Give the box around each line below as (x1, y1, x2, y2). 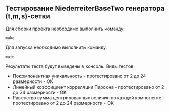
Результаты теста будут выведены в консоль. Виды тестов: (5, 63, 135, 69)
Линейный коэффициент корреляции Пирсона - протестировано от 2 (12, 84, 164, 90)
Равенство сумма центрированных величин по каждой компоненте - (12, 94, 165, 101)
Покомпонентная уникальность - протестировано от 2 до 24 (12, 73, 146, 79)
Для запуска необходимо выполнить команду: (5, 44, 108, 50)
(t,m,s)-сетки (5, 12, 50, 21)
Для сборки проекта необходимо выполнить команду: (5, 25, 125, 32)
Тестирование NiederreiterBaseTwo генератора (5, 4, 165, 13)
